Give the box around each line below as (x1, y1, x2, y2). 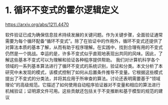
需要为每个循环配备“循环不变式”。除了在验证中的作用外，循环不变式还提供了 (5, 38, 162, 44)
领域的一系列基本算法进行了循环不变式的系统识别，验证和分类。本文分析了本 (5, 63, 163, 69)
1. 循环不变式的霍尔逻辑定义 (5, 4, 119, 16)
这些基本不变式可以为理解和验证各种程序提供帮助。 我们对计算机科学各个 (9, 56, 160, 62)
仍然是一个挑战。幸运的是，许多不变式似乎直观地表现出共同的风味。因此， (5, 50, 158, 56)
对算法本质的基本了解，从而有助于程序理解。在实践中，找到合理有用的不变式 (5, 44, 163, 50)
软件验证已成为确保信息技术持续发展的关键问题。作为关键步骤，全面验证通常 (5, 31, 163, 37)
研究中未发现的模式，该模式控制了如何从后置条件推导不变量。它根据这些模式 (5, 69, 163, 75)
